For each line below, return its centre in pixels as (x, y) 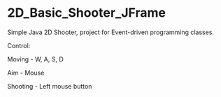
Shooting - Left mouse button (50, 86)
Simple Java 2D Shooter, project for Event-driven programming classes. (111, 32)
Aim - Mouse (26, 73)
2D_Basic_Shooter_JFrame (87, 13)
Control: (19, 45)
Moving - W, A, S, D (36, 59)
